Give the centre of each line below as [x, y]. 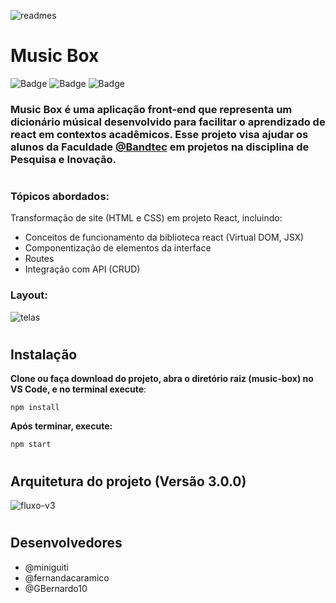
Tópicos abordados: [60, 197]
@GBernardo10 [56, 588]
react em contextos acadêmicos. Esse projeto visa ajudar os [159, 134]
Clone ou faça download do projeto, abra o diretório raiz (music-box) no [162, 379]
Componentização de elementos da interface [118, 248]
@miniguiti [46, 567]
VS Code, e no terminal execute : [78, 389]
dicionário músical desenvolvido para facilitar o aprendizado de [168, 122]
